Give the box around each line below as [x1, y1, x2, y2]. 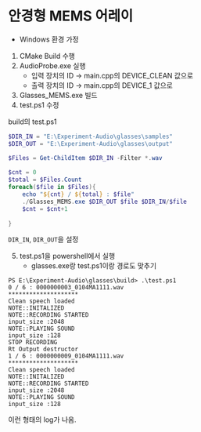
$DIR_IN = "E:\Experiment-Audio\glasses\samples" [8, 133, 174, 140]
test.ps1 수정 [19, 100, 59, 110]
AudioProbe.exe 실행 [19, 60, 86, 71]
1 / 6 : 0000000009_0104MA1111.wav [8, 352, 124, 361]
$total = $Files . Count [8, 176, 82, 184]
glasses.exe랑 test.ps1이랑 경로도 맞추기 [31, 261, 157, 270]
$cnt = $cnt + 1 [22, 205, 68, 212]
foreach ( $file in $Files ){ [8, 183, 96, 191]
